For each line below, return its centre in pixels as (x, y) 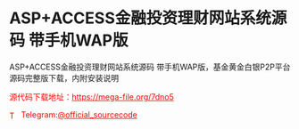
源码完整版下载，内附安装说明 (64, 77)
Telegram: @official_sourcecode (79, 114)
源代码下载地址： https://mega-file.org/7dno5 (91, 97)
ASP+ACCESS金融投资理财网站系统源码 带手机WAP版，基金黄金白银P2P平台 (150, 67)
